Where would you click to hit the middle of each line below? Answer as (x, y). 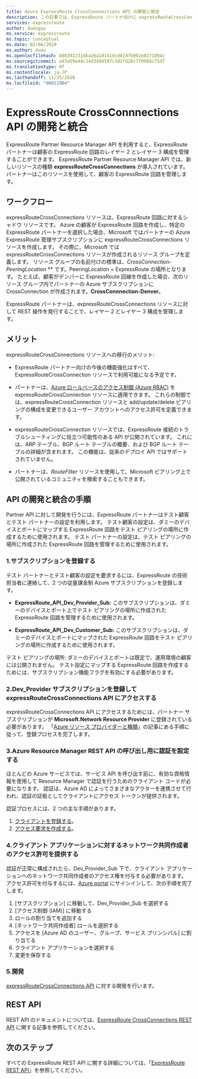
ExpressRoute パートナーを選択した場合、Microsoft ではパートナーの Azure (98, 232)
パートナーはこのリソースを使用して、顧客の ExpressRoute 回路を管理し (94, 174)
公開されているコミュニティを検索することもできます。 (82, 479)
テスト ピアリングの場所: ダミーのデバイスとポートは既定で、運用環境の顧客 (99, 657)
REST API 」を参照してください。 (46, 1070)
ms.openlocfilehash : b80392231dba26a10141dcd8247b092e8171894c (86, 56)
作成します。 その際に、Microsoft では (73, 247)
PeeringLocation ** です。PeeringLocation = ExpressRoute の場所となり (94, 269)
